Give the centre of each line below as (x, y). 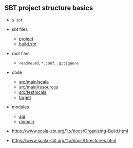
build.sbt (28, 44)
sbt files (19, 29)
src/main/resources (38, 87)
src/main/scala (34, 82)
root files (20, 53)
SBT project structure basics (49, 8)
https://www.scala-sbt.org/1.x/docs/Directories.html (64, 140)
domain (27, 121)
